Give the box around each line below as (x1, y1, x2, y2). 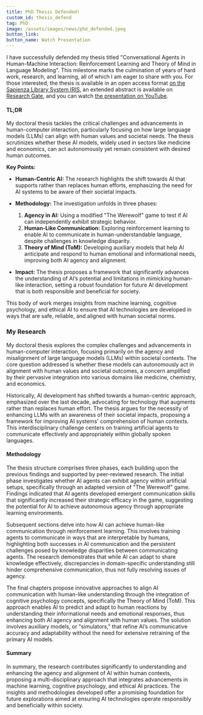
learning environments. (6, 509, 64, 516)
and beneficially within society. (6, 701, 84, 709)
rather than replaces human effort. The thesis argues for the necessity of (6, 404, 188, 412)
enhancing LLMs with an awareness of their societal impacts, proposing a (6, 411, 190, 418)
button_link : (6, 32, 39, 38)
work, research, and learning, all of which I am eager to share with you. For (6, 73, 193, 80)
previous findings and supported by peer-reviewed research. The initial (6, 470, 184, 477)
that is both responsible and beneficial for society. (15, 288, 141, 295)
